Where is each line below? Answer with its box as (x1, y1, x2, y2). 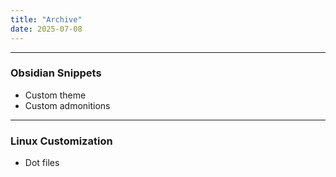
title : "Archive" (10, 14, 83, 25)
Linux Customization (10, 134, 113, 148)
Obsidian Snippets (10, 66, 102, 80)
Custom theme (24, 89, 87, 101)
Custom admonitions (24, 99, 111, 111)
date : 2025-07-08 (10, 24, 83, 34)
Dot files (24, 157, 60, 169)
